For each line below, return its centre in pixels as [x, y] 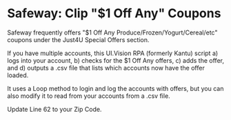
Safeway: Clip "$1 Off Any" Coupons [114, 13]
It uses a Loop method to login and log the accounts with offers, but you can [115, 88]
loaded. [18, 75]
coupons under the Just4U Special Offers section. [78, 39]
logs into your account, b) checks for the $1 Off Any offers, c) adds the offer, [115, 60]
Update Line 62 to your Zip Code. [54, 109]
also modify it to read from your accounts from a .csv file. [89, 96]
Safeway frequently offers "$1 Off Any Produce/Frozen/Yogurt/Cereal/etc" [112, 32]
